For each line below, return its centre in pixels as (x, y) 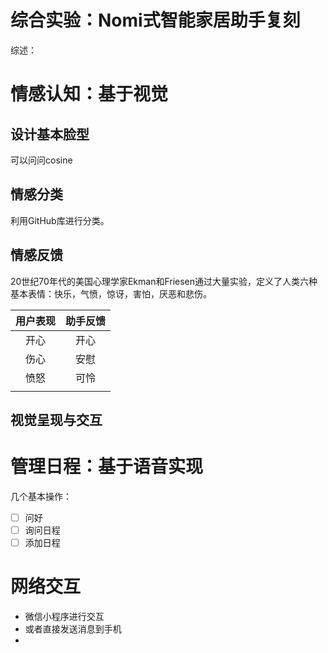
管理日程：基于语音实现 (107, 467)
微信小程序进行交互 (64, 617)
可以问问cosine (41, 160)
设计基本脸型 (50, 134)
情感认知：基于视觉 (89, 94)
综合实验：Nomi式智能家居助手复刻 (155, 20)
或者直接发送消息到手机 (73, 629)
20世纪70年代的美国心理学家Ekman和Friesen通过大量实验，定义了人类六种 (164, 281)
